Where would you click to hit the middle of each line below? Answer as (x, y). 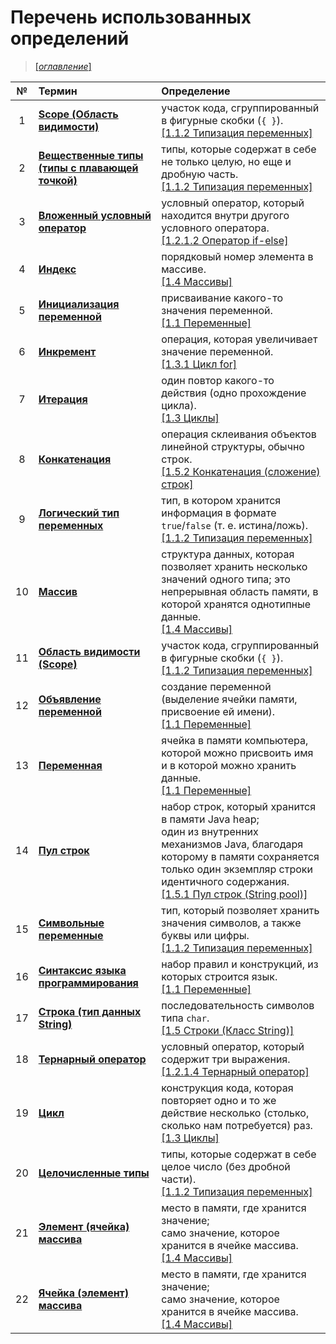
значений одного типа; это (226, 579)
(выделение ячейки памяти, (229, 699)
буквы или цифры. (205, 935)
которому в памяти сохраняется (240, 856)
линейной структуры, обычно (233, 446)
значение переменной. (217, 351)
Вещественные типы (91, 155)
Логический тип (79, 513)
